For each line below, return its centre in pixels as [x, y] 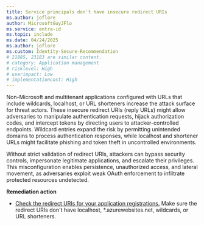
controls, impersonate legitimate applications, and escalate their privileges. [100, 161]
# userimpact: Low [30, 74]
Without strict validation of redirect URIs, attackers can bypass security [96, 154]
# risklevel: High [30, 68]
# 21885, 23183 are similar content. [54, 57]
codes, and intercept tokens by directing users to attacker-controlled [93, 123]
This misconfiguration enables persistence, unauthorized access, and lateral [102, 167]
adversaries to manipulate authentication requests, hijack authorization [95, 117]
